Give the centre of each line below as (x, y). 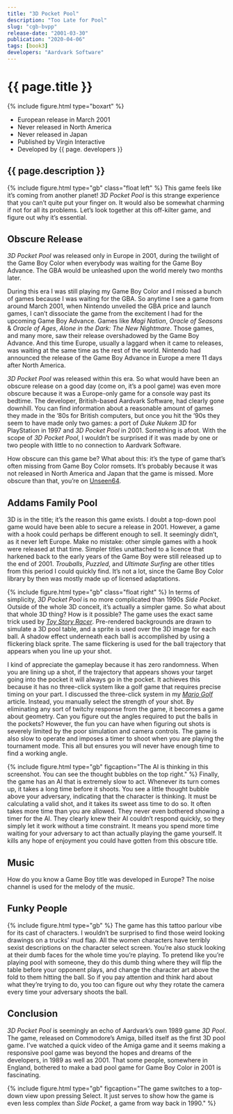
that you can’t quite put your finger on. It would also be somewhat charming (116, 202)
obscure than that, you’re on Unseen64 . (64, 481)
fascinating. (24, 1074)
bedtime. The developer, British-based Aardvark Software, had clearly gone (116, 401)
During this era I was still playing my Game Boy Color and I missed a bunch (114, 291)
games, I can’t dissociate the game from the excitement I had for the (105, 314)
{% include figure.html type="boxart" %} (66, 106)
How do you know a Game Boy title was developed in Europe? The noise (111, 880)
